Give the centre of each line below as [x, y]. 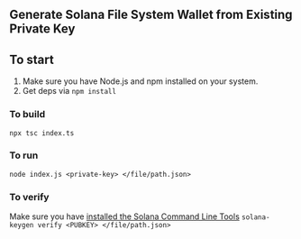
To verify [29, 197]
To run [24, 155]
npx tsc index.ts [42, 133]
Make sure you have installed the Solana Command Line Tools [125, 216]
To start [32, 59]
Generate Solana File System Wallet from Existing [151, 15]
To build [27, 115]
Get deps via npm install [69, 91]
